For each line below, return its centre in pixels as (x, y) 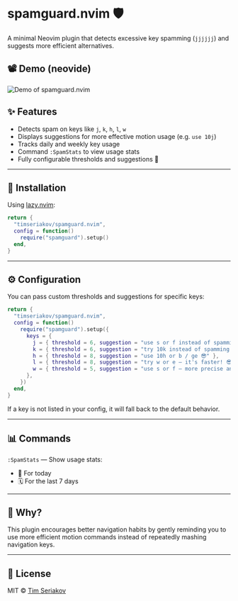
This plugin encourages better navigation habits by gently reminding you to (117, 529)
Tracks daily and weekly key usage (69, 144)
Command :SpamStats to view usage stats (79, 151)
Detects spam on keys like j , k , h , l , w (72, 129)
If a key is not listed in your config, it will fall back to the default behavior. (114, 409)
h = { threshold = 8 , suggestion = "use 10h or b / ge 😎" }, (126, 356)
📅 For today (34, 473)
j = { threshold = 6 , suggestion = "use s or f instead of (122, 342)
